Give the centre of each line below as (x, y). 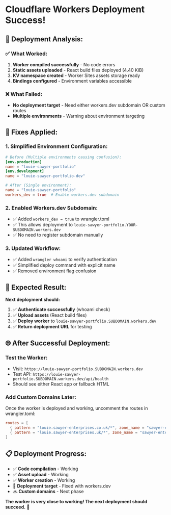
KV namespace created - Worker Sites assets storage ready (76, 75)
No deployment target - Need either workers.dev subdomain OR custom (89, 105)
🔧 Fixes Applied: (32, 132)
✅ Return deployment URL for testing (52, 327)
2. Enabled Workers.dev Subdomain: (52, 208)
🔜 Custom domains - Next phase (48, 491)
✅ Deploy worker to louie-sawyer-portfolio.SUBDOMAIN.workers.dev (84, 321)
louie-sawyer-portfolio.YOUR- (106, 225)
